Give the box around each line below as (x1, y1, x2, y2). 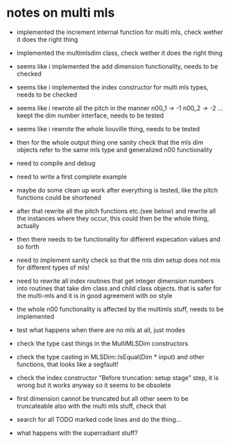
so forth (16, 242, 40, 251)
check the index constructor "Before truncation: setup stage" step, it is (16, 373, 219, 381)
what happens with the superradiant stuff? (16, 429, 138, 437)
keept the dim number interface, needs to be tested (16, 111, 164, 120)
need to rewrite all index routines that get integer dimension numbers (16, 277, 214, 285)
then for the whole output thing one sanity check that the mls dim (16, 138, 204, 147)
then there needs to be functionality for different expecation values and (16, 235, 221, 243)
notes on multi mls (6, 5, 115, 21)
